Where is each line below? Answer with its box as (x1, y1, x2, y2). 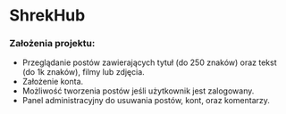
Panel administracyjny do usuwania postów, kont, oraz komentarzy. (21, 95, 271, 106)
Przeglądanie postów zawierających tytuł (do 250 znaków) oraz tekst (21, 57, 277, 68)
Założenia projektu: (9, 37, 96, 50)
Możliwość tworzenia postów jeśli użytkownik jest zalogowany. (21, 85, 255, 96)
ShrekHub (9, 5, 86, 26)
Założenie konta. (21, 77, 84, 87)
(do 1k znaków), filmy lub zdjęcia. (21, 67, 145, 77)
